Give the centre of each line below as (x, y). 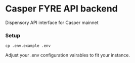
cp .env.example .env (28, 46)
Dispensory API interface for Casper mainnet (52, 22)
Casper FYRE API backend (61, 9)
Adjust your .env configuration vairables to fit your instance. (68, 55)
